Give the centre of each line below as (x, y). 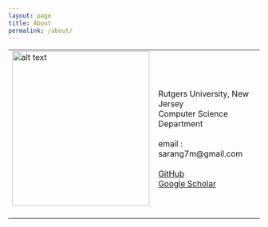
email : (171, 144)
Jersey (171, 104)
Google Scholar (187, 184)
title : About (30, 23)
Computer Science (193, 114)
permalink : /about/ (41, 30)
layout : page (30, 16)
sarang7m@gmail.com (201, 154)
